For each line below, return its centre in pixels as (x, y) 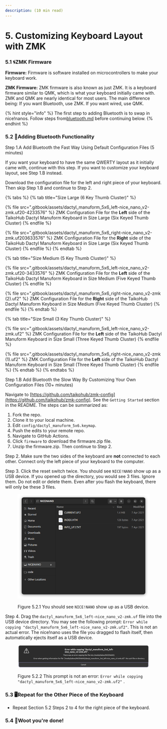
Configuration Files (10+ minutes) (39, 385)
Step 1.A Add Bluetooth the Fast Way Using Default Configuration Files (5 (80, 147)
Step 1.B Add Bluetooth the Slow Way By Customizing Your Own (71, 380)
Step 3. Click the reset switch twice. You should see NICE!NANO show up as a (83, 471)
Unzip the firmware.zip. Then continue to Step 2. (62, 447)
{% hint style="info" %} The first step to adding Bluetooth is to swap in (78, 113)
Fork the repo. (27, 415)
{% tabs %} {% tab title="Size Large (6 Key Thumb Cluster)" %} (71, 198)
